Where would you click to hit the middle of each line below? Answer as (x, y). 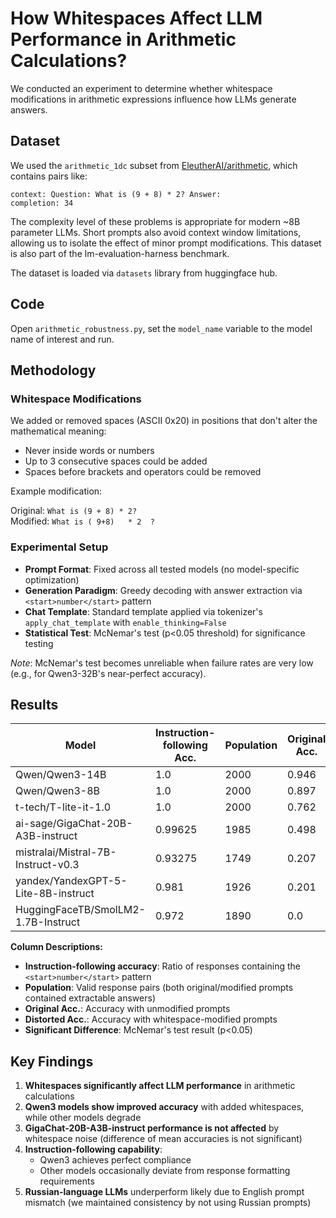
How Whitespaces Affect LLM (136, 18)
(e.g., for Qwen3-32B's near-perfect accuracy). (108, 673)
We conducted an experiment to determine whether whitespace (141, 88)
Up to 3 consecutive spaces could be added (116, 461)
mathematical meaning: (58, 431)
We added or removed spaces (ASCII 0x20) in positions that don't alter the (164, 421)
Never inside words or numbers (89, 451)
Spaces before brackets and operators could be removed (143, 472)
